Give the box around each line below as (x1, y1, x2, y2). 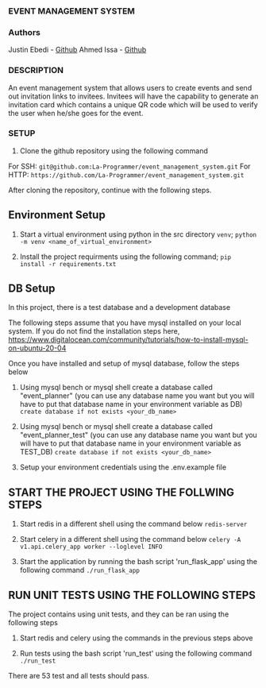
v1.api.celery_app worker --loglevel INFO (19, 543, 163, 551)
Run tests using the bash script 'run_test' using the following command (19, 649, 253, 659)
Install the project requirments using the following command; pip (19, 252, 232, 261)
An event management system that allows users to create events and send (8, 83, 253, 92)
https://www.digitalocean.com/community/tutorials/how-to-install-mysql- (8, 335, 249, 345)
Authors (8, 26, 41, 37)
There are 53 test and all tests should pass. (8, 671, 149, 681)
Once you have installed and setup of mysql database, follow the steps (8, 359, 240, 369)
